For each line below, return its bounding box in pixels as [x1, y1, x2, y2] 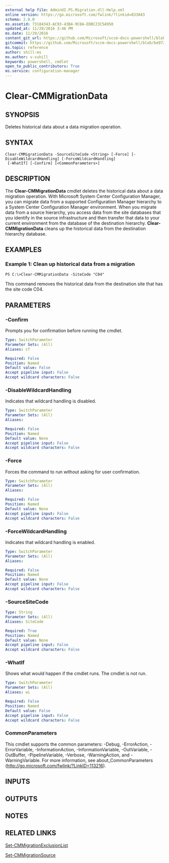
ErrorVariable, [5, 746, 34, 752]
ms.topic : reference [5, 45, 49, 50]
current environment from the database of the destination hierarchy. [5, 220, 146, 226]
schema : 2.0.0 [5, 17, 35, 22]
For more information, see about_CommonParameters [42, 757, 153, 763]
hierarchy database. [5, 231, 47, 237]
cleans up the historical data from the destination [44, 225, 146, 232]
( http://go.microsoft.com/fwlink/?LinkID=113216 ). [5, 762, 107, 768]
